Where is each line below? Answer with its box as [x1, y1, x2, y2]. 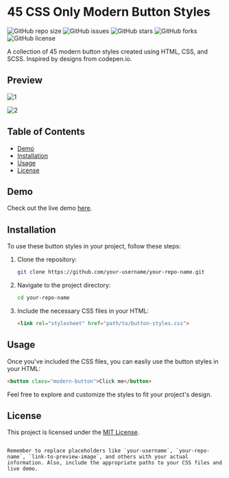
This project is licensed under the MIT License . [7, 428, 140, 436]
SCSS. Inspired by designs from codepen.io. [7, 54, 132, 62]
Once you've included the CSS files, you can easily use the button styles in [7, 357, 219, 366]
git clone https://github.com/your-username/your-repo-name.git [16, 269, 205, 276]
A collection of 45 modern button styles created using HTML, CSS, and [7, 47, 208, 56]
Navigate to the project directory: [16, 281, 111, 289]
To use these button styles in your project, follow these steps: [7, 242, 182, 250]
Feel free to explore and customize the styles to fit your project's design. [7, 390, 213, 398]
